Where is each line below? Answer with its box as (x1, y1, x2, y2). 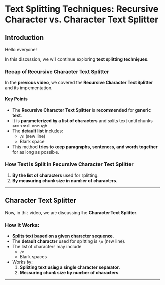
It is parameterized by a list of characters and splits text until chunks (12, 117, 153, 124)
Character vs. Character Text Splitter (5, 14, 159, 25)
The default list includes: (12, 128, 63, 134)
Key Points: (5, 96, 29, 102)
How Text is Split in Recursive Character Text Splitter (5, 161, 134, 168)
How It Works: (5, 222, 40, 228)
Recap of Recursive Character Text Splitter (5, 68, 109, 75)
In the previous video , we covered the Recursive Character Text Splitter (5, 80, 153, 86)
